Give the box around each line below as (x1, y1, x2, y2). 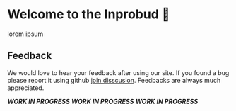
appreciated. (7, 84, 45, 92)
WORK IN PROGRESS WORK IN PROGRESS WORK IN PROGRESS (7, 97, 199, 105)
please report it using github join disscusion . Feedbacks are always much (7, 76, 221, 84)
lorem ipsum (7, 30, 44, 38)
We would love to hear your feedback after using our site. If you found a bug (7, 68, 230, 77)
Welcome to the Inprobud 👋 (7, 6, 170, 22)
